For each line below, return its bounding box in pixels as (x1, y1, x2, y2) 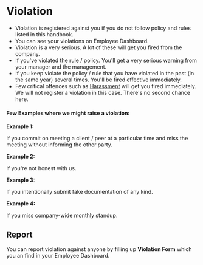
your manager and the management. (15, 63, 107, 71)
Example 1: (6, 123, 35, 130)
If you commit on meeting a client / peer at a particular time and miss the (6, 135, 188, 142)
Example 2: (6, 153, 35, 160)
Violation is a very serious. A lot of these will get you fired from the (15, 44, 182, 51)
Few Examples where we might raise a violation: (6, 109, 130, 117)
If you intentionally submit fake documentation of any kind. (6, 188, 153, 196)
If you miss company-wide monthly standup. (6, 212, 118, 219)
